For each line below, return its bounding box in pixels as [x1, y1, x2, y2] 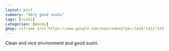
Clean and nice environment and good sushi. [5, 40, 99, 46]
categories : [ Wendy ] [5, 21, 49, 27]
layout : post [5, 7, 33, 13]
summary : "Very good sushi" [5, 12, 65, 17]
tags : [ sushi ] [5, 17, 35, 22]
